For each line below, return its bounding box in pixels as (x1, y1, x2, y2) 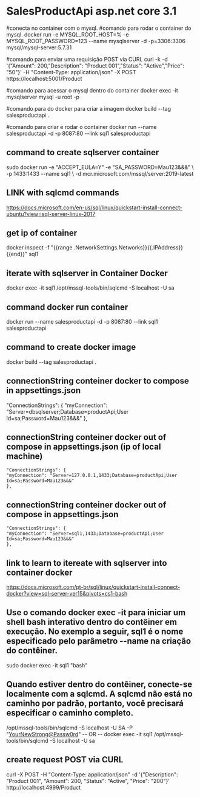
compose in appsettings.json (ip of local (6, 442, 161, 452)
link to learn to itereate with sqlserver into (6, 558, 167, 568)
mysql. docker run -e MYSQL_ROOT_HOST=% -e (6, 30, 129, 38)
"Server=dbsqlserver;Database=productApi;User (6, 408, 129, 415)
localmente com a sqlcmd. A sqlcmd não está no (6, 689, 193, 699)
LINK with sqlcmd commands (6, 187, 119, 198)
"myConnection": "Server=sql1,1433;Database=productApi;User (6, 531, 164, 537)
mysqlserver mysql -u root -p (6, 93, 80, 100)
